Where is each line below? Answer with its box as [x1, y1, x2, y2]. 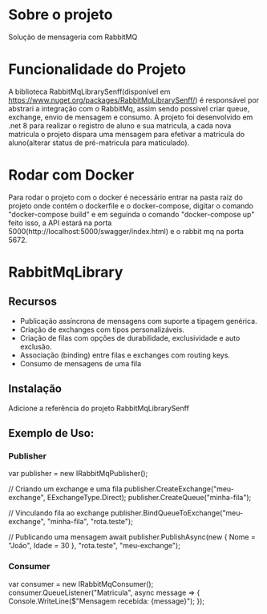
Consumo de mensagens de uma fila [19, 358, 142, 368]
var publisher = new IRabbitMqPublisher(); [8, 469, 148, 479]
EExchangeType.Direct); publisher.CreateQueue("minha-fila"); [47, 493, 252, 503]
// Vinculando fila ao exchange [8, 508, 110, 518]
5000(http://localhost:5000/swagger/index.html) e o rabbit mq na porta [8, 226, 245, 236]
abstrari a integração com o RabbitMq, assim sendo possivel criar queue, [8, 103, 250, 113]
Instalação [8, 382, 63, 396]
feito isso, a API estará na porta [8, 218, 112, 228]
